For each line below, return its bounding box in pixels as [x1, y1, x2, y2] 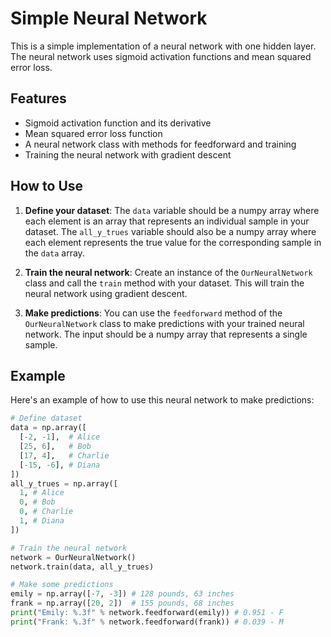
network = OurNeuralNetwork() [10, 552, 137, 562]
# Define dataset [10, 413, 83, 424]
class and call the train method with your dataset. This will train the [24, 277, 305, 289]
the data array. [24, 247, 85, 259]
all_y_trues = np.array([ [10, 478, 118, 489]
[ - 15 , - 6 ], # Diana [19, 460, 101, 470]
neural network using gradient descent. [24, 287, 188, 299]
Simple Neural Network [10, 7, 208, 30]
